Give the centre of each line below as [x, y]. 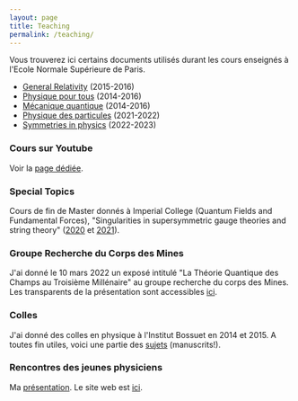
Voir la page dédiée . [46, 168]
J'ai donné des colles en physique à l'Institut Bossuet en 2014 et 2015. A [143, 334]
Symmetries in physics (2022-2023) [89, 125]
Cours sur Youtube [51, 148]
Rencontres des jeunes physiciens [86, 368]
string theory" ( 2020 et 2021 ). [65, 229]
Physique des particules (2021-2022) [91, 116]
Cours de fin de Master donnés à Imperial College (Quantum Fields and [141, 210]
